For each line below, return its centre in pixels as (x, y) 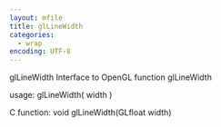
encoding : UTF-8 (40, 52)
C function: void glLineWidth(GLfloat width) (90, 112)
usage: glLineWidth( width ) (61, 95)
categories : (32, 34)
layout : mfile (36, 18)
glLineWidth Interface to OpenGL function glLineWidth (110, 77)
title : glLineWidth (46, 26)
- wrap (30, 43)
